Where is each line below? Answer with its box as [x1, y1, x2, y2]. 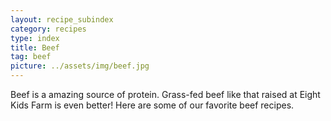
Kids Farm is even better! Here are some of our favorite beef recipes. [10, 99, 295, 111]
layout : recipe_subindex [10, 14, 114, 25]
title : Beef [10, 42, 60, 53]
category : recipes [10, 24, 87, 34]
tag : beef [10, 52, 52, 62]
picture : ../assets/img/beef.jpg [10, 61, 150, 71]
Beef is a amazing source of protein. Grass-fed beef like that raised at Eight [10, 89, 321, 100]
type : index [10, 33, 60, 43]
